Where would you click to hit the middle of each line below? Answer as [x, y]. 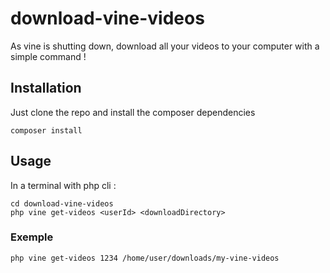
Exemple [32, 237]
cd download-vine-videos [62, 203]
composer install [46, 130]
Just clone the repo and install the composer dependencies [133, 112]
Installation [46, 88]
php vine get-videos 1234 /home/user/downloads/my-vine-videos [145, 258]
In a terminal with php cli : [63, 185]
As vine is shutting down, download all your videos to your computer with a [165, 46]
